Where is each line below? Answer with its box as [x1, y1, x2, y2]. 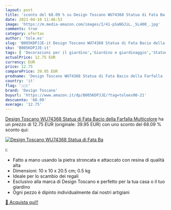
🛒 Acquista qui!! [5, 199, 39, 205]
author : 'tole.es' [5, 36, 44, 41]
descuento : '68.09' [5, 97, 47, 102]
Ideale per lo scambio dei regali [12, 173, 79, 179]
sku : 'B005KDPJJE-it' [5, 45, 51, 50]
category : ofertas [5, 31, 44, 36]
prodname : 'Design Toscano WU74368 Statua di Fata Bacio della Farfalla [5, 74, 163, 79]
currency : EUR [5, 59, 36, 65]
